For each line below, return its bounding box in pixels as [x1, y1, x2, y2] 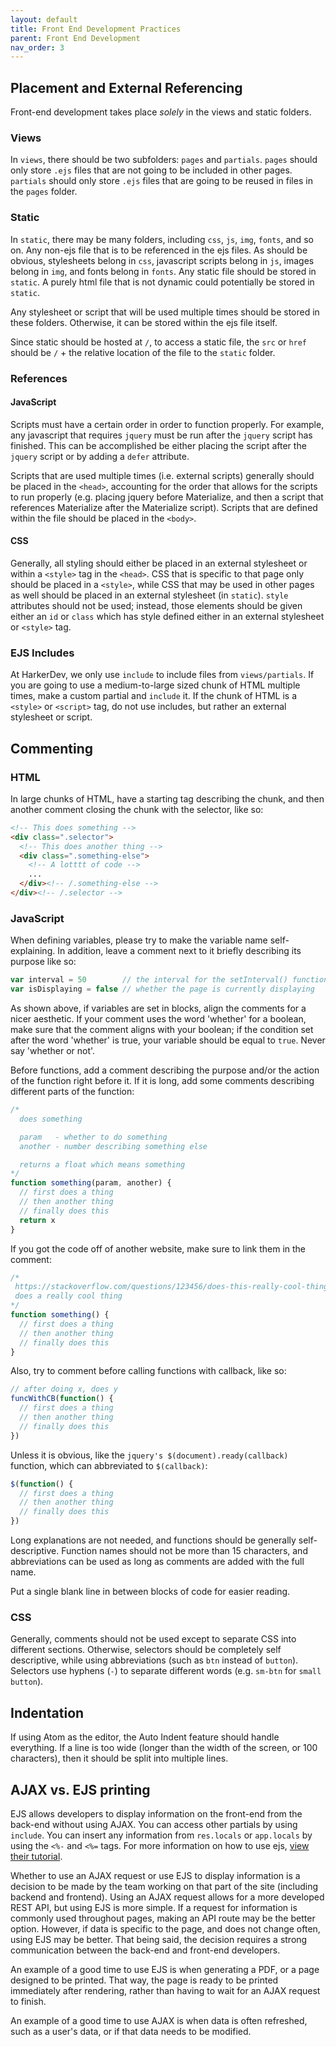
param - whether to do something [19, 1132, 168, 1142]
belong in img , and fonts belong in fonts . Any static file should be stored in [10, 265, 317, 277]
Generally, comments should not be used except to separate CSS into [10, 1633, 297, 1645]
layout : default [10, 14, 78, 25]
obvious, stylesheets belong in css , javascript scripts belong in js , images [10, 254, 315, 266]
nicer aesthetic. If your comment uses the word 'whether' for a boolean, [10, 1013, 307, 1025]
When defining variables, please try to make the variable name [10, 934, 268, 946]
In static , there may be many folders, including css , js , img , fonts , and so [10, 233, 314, 245]
